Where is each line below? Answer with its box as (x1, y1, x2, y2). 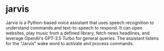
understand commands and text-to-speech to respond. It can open (5, 25, 143, 30)
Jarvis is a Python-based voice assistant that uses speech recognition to (5, 20, 154, 25)
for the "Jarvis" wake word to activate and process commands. (5, 40, 134, 46)
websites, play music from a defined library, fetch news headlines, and (5, 30, 150, 36)
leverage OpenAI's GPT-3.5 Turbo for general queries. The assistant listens (5, 35, 159, 41)
